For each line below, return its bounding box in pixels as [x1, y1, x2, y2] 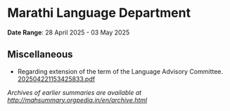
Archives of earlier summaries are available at [7, 88, 142, 96]
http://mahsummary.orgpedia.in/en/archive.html [7, 96, 148, 104]
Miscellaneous [7, 48, 73, 60]
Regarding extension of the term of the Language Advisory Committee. [17, 67, 224, 75]
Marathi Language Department [7, 5, 191, 21]
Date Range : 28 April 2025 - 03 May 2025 [7, 28, 130, 37]
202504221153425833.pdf [17, 74, 96, 83]
